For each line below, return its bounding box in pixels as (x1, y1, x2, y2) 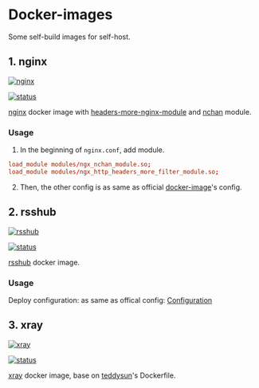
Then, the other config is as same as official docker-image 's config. (19, 182, 242, 192)
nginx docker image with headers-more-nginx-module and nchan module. (8, 107, 252, 116)
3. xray (8, 319, 44, 332)
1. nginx (8, 55, 48, 69)
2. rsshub (8, 206, 57, 219)
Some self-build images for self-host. (8, 32, 131, 41)
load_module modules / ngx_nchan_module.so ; (8, 161, 151, 169)
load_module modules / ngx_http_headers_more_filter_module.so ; (8, 167, 219, 176)
